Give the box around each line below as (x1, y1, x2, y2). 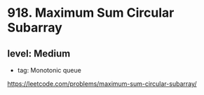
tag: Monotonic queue (17, 66, 82, 74)
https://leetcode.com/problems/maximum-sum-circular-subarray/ (7, 80, 198, 88)
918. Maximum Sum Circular (7, 5, 175, 21)
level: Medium (7, 47, 71, 59)
